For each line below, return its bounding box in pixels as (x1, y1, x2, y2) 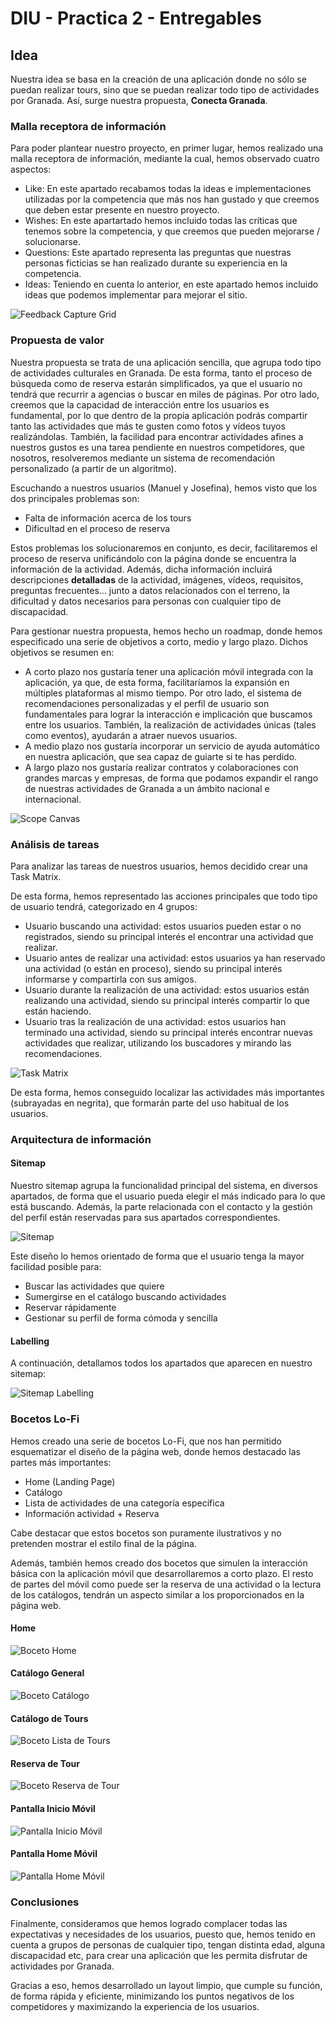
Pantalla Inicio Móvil (10, 1802, 96, 1814)
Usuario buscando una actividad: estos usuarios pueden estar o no (24, 920, 302, 932)
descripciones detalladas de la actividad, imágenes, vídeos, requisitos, (10, 573, 304, 586)
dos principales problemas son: (10, 492, 140, 504)
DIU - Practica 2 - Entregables (10, 7, 262, 30)
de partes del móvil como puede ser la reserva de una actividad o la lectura (10, 1578, 322, 1590)
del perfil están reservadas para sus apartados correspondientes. (10, 1212, 281, 1224)
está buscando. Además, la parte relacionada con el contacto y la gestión (10, 1201, 313, 1213)
